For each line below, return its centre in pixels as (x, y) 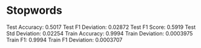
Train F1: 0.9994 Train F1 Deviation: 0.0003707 (64, 40)
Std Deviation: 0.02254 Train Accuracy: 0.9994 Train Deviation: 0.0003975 (100, 33)
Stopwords (34, 10)
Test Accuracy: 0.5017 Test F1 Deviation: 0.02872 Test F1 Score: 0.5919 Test (101, 27)
